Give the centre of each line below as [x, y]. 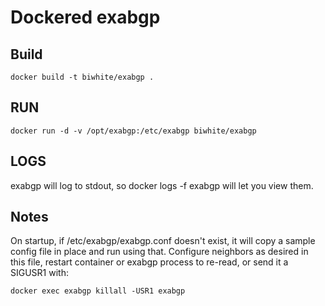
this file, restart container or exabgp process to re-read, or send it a [149, 262]
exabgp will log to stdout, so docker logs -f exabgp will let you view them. [162, 185]
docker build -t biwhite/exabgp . [82, 77]
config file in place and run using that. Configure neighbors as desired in [159, 252]
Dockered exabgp [85, 17]
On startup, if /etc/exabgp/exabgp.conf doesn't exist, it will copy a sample [163, 241]
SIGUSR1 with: [39, 273]
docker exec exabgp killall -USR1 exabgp [98, 291]
